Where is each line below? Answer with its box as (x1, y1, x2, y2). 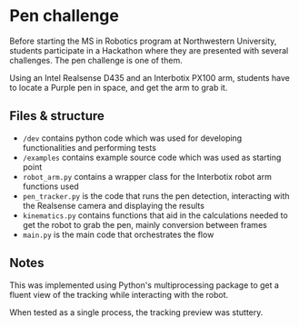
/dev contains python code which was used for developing (22, 133, 243, 144)
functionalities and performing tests (22, 142, 157, 153)
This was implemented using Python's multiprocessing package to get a (9, 279, 280, 291)
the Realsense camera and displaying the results (22, 200, 204, 211)
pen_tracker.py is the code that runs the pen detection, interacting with (22, 190, 290, 201)
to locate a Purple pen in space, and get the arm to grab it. (9, 82, 228, 93)
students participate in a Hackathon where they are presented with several (9, 45, 289, 55)
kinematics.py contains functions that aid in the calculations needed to (22, 210, 288, 221)
